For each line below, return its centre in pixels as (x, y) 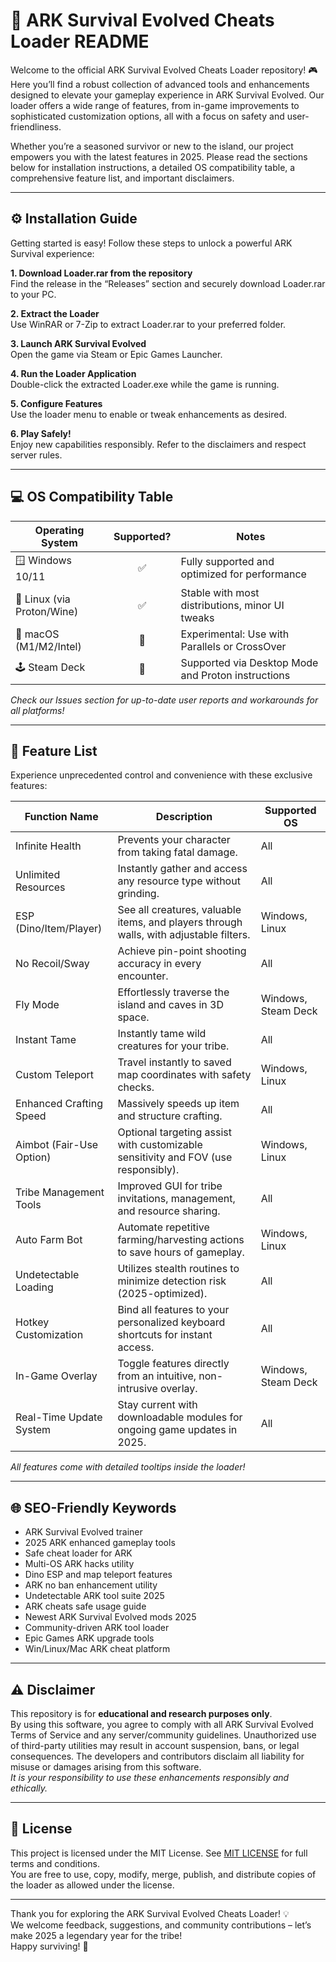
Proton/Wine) (47, 611)
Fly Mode (37, 1005)
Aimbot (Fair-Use (57, 1145)
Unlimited (38, 875)
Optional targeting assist (175, 1132)
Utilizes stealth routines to (178, 1269)
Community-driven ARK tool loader (97, 1628)
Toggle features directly (173, 1364)
